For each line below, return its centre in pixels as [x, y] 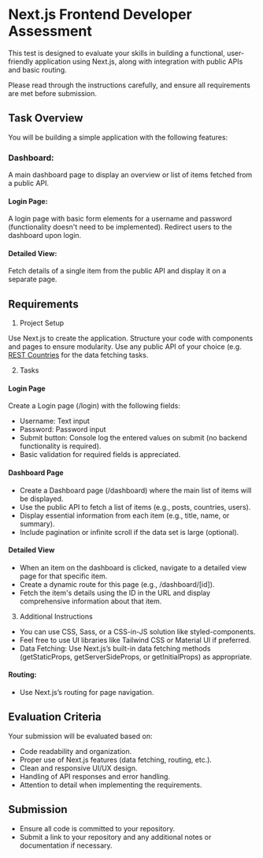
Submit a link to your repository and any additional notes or [115, 837]
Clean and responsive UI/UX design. [78, 768]
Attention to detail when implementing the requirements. [111, 785]
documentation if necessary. [66, 845]
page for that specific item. [63, 576]
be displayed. [41, 499]
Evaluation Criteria [55, 717]
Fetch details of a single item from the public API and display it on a [117, 271]
